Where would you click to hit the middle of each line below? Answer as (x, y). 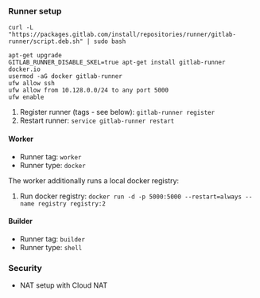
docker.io (25, 69)
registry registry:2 (72, 204)
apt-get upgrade (35, 56)
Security (25, 268)
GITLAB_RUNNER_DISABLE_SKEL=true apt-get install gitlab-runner (117, 63)
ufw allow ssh (32, 84)
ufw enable (26, 97)
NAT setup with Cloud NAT (64, 285)
